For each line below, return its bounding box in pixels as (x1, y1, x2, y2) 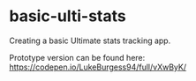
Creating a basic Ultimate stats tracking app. (9, 35, 171, 46)
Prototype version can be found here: (9, 52, 146, 63)
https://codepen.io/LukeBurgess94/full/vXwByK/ (9, 62, 187, 72)
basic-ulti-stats (9, 6, 126, 26)
